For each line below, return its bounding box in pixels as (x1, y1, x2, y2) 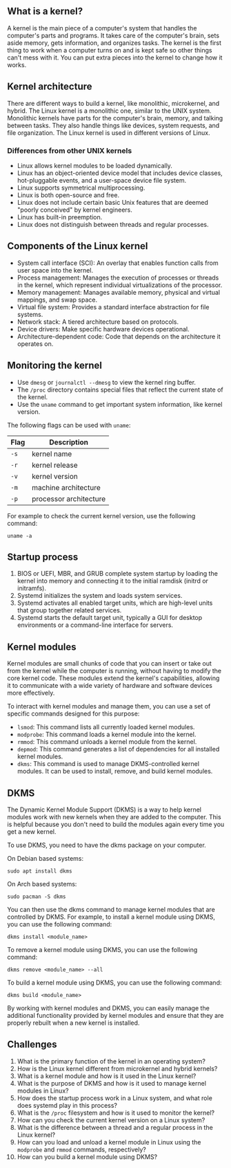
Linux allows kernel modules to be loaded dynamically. (17, 161, 172, 170)
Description (49, 437, 88, 447)
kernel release (32, 460, 78, 470)
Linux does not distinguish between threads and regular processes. (17, 220, 209, 228)
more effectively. (7, 688, 55, 697)
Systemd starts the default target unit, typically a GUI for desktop (17, 614, 203, 622)
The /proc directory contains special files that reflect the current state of (17, 385, 223, 394)
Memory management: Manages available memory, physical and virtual (17, 288, 221, 296)
